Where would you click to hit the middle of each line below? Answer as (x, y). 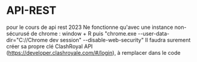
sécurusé (18, 33)
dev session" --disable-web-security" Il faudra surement (120, 40)
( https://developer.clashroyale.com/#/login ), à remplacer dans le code (93, 52)
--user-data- (154, 33)
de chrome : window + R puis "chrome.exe (84, 33)
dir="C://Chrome (27, 40)
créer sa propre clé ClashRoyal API (50, 46)
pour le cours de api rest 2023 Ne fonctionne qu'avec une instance (90, 27)
